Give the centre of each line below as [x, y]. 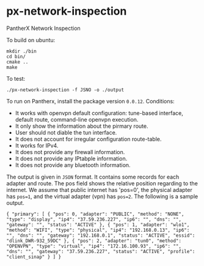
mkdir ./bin [21, 51]
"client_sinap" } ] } [34, 257]
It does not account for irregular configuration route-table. [88, 139]
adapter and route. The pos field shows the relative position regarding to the [102, 183]
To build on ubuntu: [31, 40]
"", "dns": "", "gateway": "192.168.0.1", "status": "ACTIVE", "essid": [101, 235]
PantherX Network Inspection [43, 28]
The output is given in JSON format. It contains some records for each [93, 177]
